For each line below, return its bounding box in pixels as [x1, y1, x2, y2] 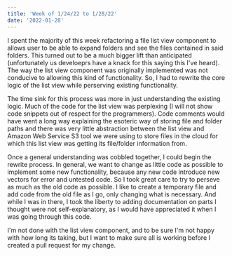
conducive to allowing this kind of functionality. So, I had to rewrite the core [7, 73, 226, 81]
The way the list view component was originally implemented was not [7, 66, 208, 74]
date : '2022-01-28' [7, 17, 64, 24]
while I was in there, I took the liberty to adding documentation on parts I [7, 197, 217, 206]
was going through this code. [7, 212, 92, 221]
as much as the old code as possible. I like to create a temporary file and [7, 182, 217, 191]
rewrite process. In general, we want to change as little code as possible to [7, 160, 224, 168]
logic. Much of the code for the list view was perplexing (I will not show [7, 102, 213, 110]
